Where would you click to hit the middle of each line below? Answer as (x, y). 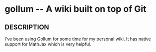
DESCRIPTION (27, 27)
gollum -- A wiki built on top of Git (76, 9)
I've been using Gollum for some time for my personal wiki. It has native (78, 39)
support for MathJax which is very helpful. (48, 44)
